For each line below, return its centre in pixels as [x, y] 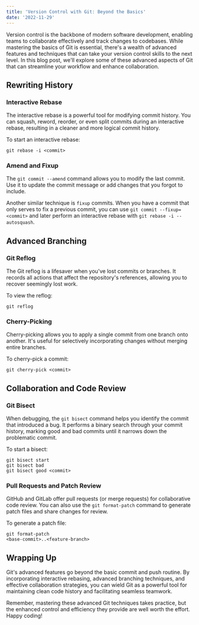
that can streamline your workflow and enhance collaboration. [83, 66]
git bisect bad [25, 465]
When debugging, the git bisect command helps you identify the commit [97, 419]
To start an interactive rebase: [43, 140]
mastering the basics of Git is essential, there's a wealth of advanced [91, 47]
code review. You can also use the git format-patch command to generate [99, 505]
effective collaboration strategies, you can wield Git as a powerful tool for [97, 585]
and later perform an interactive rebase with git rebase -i [102, 216]
